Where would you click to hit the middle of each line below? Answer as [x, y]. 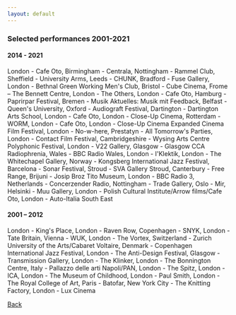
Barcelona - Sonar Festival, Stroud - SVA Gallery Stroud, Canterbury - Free [116, 168]
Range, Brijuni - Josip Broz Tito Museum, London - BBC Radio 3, [101, 176]
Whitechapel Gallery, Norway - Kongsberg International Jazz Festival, [108, 161]
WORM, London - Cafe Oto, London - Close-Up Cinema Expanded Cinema [116, 124]
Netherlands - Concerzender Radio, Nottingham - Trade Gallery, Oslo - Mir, [117, 184]
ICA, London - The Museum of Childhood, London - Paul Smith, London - [114, 275]
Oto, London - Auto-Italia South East [60, 198]
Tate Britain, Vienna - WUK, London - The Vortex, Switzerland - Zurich [110, 238]
